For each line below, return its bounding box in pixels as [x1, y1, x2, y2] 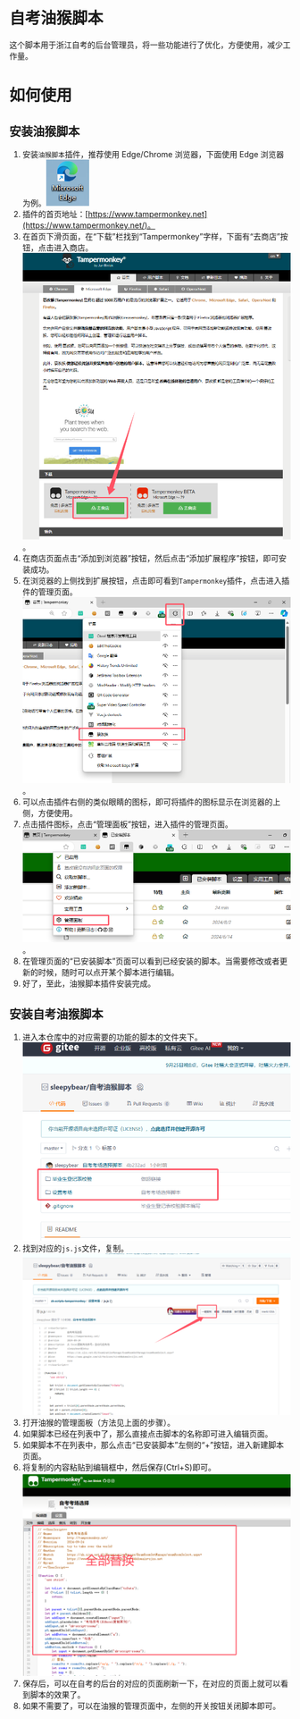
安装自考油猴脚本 [9, 1007, 104, 1022]
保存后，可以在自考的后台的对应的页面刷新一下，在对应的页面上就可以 [21, 1678, 281, 1690]
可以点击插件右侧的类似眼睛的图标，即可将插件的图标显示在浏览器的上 [21, 796, 281, 807]
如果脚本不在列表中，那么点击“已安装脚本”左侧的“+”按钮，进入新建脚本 [21, 1440, 284, 1451]
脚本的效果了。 [29, 1690, 86, 1700]
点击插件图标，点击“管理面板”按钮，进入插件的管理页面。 [21, 819, 234, 830]
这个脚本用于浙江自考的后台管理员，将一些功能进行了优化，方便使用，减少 [9, 39, 283, 50]
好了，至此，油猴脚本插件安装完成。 [21, 978, 156, 989]
